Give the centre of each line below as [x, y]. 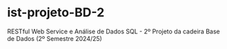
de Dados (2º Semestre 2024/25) [55, 38]
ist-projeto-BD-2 [56, 13]
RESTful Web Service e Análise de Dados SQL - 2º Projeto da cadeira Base [113, 31]
